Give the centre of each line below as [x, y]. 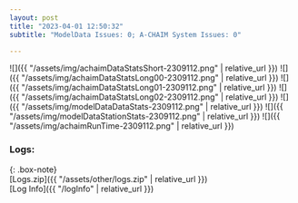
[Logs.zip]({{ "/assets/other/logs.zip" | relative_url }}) [109, 179]
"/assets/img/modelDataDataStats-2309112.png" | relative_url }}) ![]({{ [152, 107]
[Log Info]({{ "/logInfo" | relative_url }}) [82, 188]
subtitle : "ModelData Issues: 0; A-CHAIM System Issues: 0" [126, 34]
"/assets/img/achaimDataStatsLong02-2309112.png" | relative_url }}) [150, 97]
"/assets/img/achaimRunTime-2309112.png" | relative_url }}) [122, 126]
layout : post [34, 18]
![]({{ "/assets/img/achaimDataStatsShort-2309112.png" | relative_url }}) [144, 68]
